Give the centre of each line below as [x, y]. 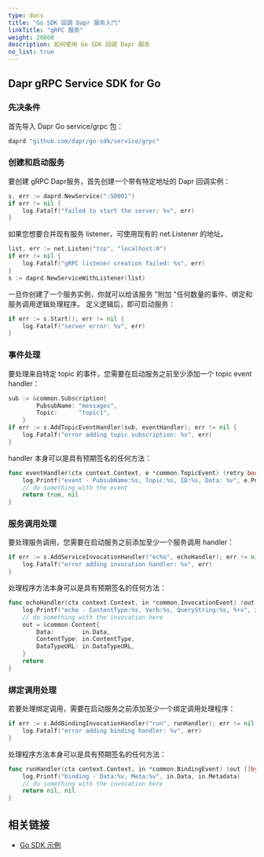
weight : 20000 [31, 37]
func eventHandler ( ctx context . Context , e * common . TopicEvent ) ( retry [126, 473]
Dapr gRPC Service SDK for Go [84, 84]
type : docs [26, 15]
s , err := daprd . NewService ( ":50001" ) [71, 196]
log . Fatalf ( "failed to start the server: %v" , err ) [108, 211]
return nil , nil [49, 791]
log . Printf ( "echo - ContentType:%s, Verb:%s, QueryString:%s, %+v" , [137, 610]
